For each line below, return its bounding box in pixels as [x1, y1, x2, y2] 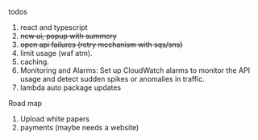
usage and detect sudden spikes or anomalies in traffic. [19, 74, 205, 83]
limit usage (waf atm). [19, 49, 93, 57]
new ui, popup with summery [19, 32, 117, 40]
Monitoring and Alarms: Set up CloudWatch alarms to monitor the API [19, 66, 251, 75]
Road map [8, 99, 43, 108]
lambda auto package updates [19, 83, 122, 92]
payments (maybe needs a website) [19, 123, 139, 132]
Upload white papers [19, 114, 90, 124]
